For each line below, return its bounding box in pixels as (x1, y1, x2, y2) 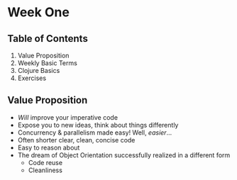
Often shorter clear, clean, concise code (17, 135, 136, 144)
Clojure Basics (17, 67, 60, 74)
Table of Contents (7, 33, 89, 45)
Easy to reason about (17, 143, 80, 152)
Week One (7, 4, 70, 21)
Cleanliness (28, 166, 62, 174)
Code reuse (28, 158, 62, 167)
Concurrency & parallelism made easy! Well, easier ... (17, 128, 172, 137)
